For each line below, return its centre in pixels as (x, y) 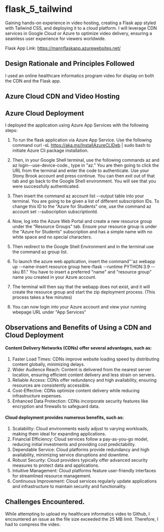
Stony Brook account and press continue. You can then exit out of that (83, 176)
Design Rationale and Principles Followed (70, 64)
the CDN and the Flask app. (33, 81)
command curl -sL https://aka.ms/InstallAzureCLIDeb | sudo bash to (82, 145)
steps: (11, 130)
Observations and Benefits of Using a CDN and (78, 328)
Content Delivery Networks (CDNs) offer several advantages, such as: (79, 348)
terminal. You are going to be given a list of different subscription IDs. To (86, 201)
